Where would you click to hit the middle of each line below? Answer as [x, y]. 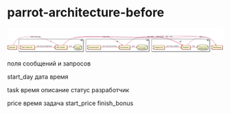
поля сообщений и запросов [49, 63]
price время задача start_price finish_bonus [70, 103]
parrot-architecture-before [86, 13]
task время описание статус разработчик [68, 90]
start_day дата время [38, 77]
